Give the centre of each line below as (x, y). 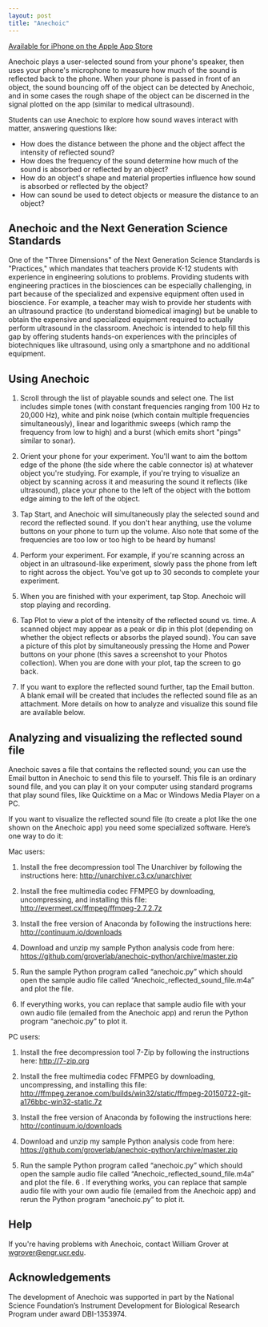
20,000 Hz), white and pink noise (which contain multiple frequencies (134, 415)
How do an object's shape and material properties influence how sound (138, 178)
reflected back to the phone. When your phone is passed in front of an (124, 78)
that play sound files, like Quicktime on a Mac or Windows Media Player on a (134, 794)
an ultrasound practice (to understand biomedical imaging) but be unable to (133, 311)
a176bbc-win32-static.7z (61, 1101)
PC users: (24, 1036)
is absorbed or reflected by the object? (84, 186)
